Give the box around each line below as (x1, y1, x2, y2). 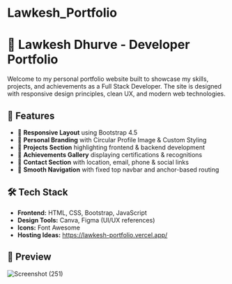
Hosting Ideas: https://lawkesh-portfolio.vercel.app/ (17, 230, 168, 239)
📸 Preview (7, 251, 52, 263)
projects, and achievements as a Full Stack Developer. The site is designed (7, 82, 222, 91)
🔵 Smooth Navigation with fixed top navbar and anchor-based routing (17, 165, 219, 174)
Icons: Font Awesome (17, 223, 80, 232)
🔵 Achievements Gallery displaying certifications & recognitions (17, 150, 203, 158)
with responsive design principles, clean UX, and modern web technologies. (7, 89, 226, 98)
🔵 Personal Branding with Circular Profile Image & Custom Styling (17, 135, 207, 144)
